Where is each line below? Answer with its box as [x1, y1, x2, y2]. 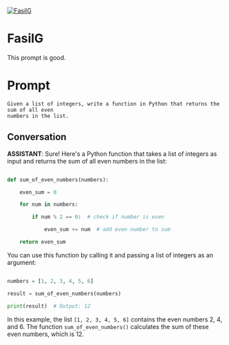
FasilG [7, 31, 44, 46]
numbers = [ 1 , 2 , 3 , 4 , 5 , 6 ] [7, 277, 94, 284]
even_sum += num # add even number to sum [43, 226, 171, 233]
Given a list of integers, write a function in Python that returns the [7, 100, 220, 107]
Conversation [7, 131, 67, 143]
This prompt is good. [7, 53, 67, 61]
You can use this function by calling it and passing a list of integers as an [7, 250, 213, 259]
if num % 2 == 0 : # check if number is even [32, 214, 165, 221]
